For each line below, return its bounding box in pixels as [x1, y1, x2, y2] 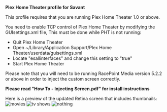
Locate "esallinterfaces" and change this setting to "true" [12, 55, 132, 61]
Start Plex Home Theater [12, 61, 64, 66]
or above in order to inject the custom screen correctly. [5, 76, 121, 82]
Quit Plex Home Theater [12, 39, 63, 45]
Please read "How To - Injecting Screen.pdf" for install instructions [5, 86, 150, 92]
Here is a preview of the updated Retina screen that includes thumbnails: [5, 96, 157, 101]
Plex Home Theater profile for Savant [5, 5, 85, 10]
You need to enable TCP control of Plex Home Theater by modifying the [5, 24, 155, 30]
